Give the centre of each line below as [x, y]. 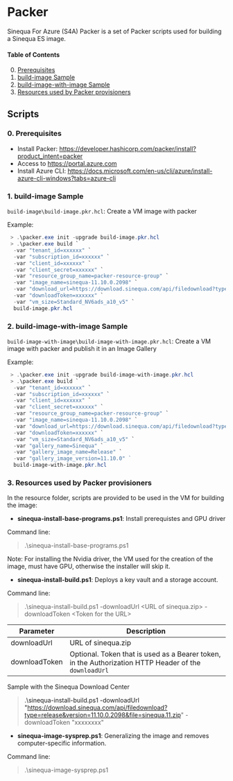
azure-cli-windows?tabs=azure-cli [67, 178]
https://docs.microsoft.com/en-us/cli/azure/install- [140, 171]
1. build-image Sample [45, 196]
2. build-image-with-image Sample [68, 326]
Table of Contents [34, 54]
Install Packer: [37, 148]
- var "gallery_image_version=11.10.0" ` [72, 458]
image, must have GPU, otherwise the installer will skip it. [89, 567]
